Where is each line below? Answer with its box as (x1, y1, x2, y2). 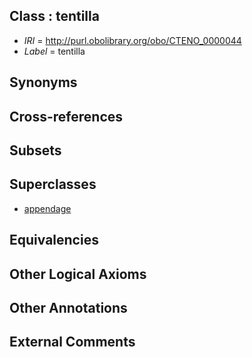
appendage (23, 202, 72, 214)
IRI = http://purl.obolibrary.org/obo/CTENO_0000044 (23, 34, 242, 46)
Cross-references (9, 108, 124, 125)
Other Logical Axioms (9, 265, 147, 283)
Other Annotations (9, 299, 128, 316)
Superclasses (9, 176, 97, 193)
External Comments (9, 334, 136, 351)
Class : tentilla (9, 8, 100, 25)
